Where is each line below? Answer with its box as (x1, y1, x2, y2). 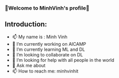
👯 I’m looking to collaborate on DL (12, 51, 83, 57)
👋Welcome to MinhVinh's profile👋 (5, 5, 90, 12)
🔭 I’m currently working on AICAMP (12, 41, 86, 47)
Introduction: (5, 20, 47, 29)
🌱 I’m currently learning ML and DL (12, 46, 85, 52)
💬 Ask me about (12, 62, 46, 68)
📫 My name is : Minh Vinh (12, 34, 68, 40)
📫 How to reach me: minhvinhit (12, 68, 79, 74)
